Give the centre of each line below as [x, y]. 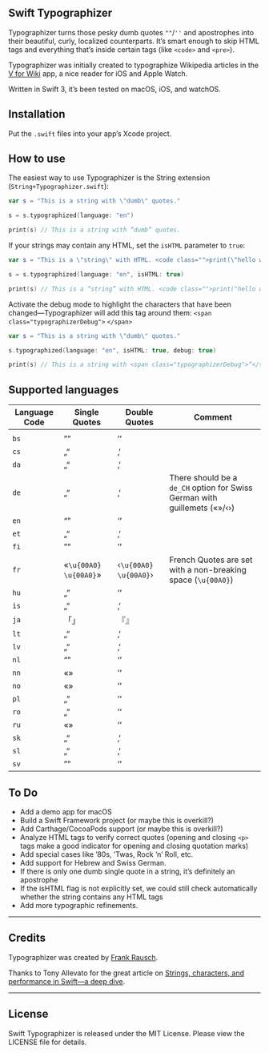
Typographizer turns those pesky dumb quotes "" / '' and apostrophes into [131, 32]
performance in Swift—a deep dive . [67, 981]
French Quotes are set [211, 560]
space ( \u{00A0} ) [201, 580]
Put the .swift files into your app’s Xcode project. [90, 133]
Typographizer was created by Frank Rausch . [83, 957]
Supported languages [64, 390]
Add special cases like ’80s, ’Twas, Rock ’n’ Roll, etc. [106, 854]
